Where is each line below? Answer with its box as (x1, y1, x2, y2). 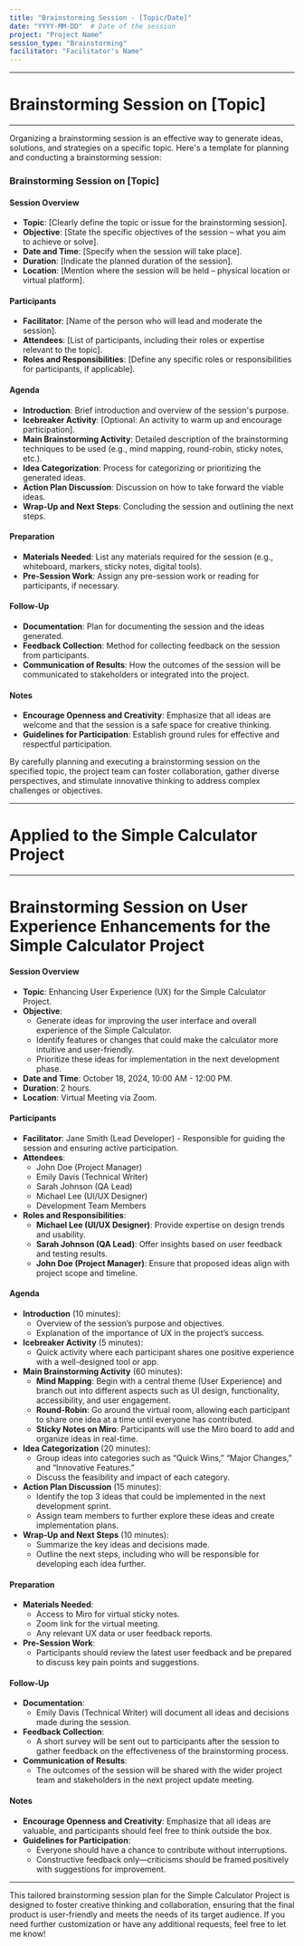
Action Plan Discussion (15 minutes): (22, 1481, 162, 1492)
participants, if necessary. (22, 580, 120, 591)
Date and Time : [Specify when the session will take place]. (22, 246, 242, 257)
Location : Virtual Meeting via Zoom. (22, 1092, 157, 1102)
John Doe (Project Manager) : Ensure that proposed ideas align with (35, 1257, 290, 1268)
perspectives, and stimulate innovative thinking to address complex (9, 776, 261, 787)
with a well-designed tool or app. (35, 1356, 159, 1367)
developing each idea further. (35, 1558, 147, 1569)
